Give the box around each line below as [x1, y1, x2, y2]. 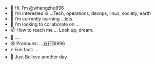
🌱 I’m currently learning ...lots [10, 16, 73, 21]
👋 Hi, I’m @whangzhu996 [10, 5, 64, 11]
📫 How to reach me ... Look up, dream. [10, 27, 94, 33]
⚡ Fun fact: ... [10, 47, 38, 52]
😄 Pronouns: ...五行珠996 [10, 40, 65, 46]
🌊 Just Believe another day [10, 54, 67, 60]
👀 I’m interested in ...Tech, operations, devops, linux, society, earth [10, 10, 151, 16]
